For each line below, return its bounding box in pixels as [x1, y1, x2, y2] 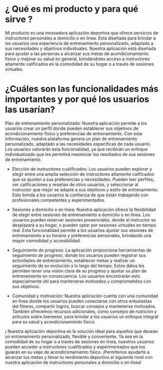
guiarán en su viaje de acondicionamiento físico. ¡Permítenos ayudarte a [5, 349, 150, 355]
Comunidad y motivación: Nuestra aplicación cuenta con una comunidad [12, 293, 158, 299]
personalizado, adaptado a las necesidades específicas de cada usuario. [5, 141, 151, 147]
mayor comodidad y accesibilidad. [12, 238, 81, 244]
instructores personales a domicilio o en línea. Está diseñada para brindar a [5, 35, 156, 41]
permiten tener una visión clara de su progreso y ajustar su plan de [12, 267, 147, 274]
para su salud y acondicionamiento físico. [12, 319, 96, 325]
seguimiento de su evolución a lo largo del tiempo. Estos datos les [12, 263, 145, 268]
